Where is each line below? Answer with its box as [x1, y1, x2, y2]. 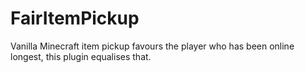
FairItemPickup [10, 7, 140, 30]
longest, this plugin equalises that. [10, 50, 152, 62]
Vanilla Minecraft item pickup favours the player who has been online [10, 40, 295, 52]
